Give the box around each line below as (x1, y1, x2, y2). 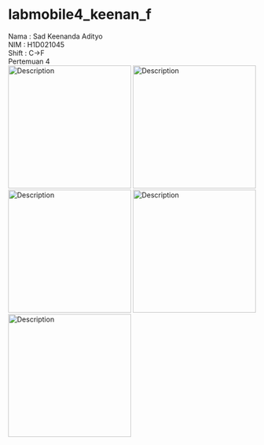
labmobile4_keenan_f (8, 6, 152, 24)
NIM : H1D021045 (8, 39, 65, 49)
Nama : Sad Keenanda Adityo (8, 31, 104, 41)
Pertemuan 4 (8, 57, 50, 66)
